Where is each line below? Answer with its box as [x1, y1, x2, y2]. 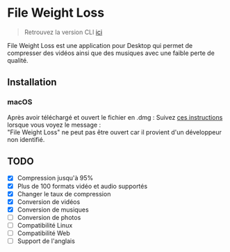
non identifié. [7, 135, 45, 143]
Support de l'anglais [17, 237, 75, 245]
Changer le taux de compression [17, 189, 111, 198]
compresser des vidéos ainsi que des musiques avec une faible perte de [7, 49, 215, 57]
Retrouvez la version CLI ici [24, 28, 103, 36]
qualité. [7, 56, 29, 64]
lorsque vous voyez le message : [7, 120, 101, 129]
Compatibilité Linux [17, 221, 73, 229]
